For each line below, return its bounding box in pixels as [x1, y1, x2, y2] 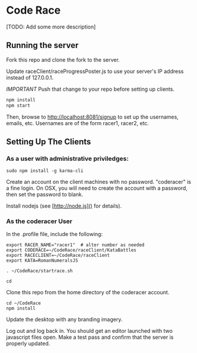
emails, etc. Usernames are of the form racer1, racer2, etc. [6, 119, 150, 126]
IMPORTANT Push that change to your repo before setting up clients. [6, 85, 175, 93]
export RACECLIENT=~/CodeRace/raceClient [6, 253, 110, 259]
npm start [6, 102, 31, 109]
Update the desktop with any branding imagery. [6, 316, 123, 323]
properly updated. [6, 340, 50, 347]
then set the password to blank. [6, 191, 84, 198]
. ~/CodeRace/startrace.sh [6, 268, 73, 274]
